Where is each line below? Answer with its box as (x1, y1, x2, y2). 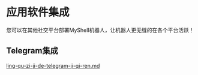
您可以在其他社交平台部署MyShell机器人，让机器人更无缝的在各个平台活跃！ (6, 26, 194, 34)
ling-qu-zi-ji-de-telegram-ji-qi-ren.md (6, 62, 100, 69)
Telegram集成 (6, 46, 58, 56)
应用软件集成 (6, 5, 70, 19)
